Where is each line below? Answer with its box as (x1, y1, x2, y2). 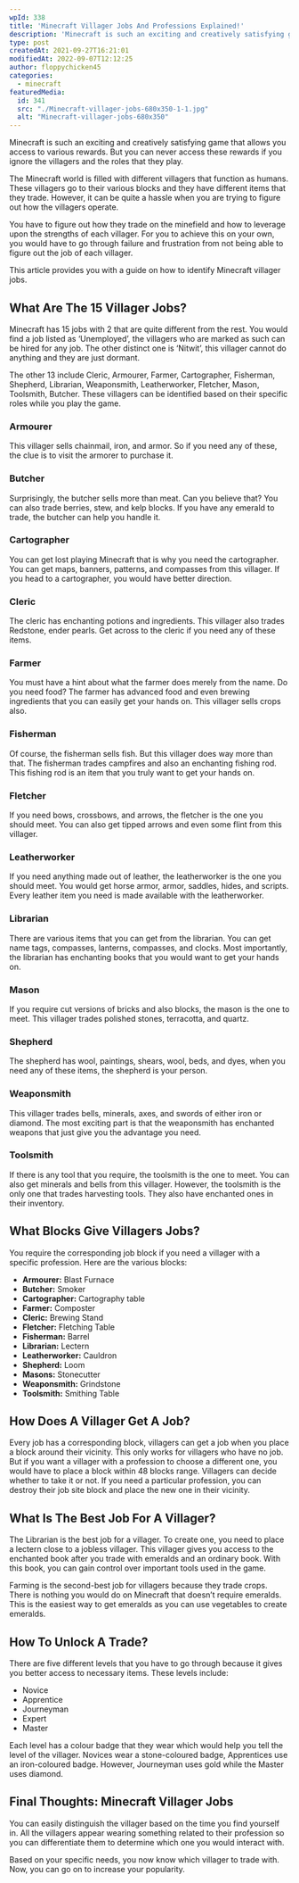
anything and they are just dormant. (9, 352, 141, 362)
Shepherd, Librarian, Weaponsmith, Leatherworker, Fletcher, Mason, (9, 378, 260, 389)
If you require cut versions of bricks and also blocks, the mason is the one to (9, 1003, 290, 1014)
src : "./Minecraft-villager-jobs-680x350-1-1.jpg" (17, 104, 209, 113)
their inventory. (9, 1198, 65, 1208)
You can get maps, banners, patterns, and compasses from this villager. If (9, 563, 280, 574)
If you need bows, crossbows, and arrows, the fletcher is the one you (9, 809, 263, 821)
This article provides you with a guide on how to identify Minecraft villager (9, 265, 281, 276)
